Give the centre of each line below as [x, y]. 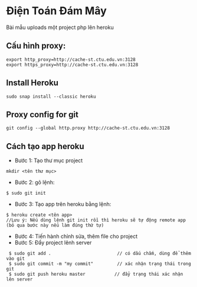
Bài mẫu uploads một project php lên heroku [60, 27]
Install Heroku [32, 83]
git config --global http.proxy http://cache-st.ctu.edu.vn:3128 [88, 128]
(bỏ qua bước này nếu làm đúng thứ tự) [55, 225]
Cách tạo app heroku [45, 146]
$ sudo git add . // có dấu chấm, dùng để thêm [100, 254]
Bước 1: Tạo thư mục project [49, 160]
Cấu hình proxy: [36, 46]
